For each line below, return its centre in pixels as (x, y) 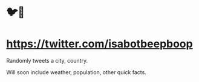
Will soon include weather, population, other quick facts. (76, 72)
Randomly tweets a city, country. (47, 61)
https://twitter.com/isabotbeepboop (99, 44)
